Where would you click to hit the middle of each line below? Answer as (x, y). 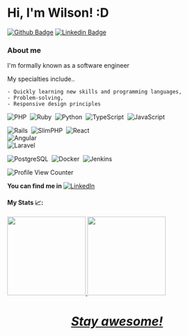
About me (24, 50)
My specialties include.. (41, 79)
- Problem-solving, (36, 98)
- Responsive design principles (54, 104)
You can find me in (35, 186)
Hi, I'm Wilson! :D (58, 13)
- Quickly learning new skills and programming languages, (95, 92)
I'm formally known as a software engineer (69, 66)
